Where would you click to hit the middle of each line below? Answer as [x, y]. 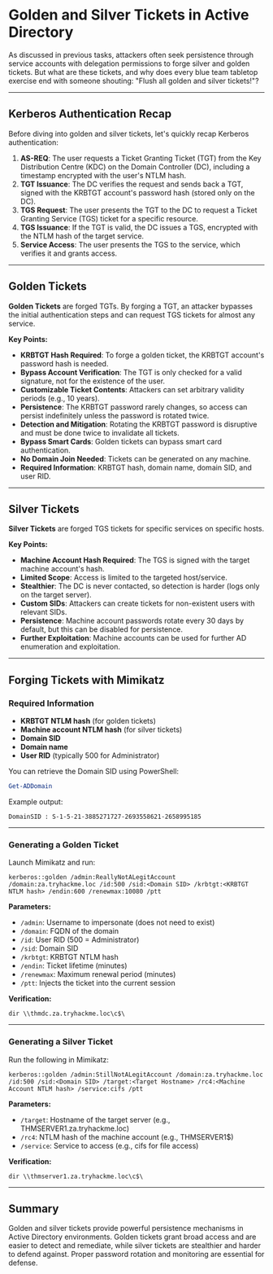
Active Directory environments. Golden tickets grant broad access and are [132, 1237]
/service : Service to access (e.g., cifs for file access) [109, 1145]
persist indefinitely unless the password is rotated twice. [115, 415]
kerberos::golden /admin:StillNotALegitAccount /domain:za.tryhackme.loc [136, 1075]
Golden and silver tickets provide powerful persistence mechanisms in [126, 1228]
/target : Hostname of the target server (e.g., [95, 1119]
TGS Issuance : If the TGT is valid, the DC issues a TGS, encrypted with [139, 227]
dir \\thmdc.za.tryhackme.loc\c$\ [67, 1014]
